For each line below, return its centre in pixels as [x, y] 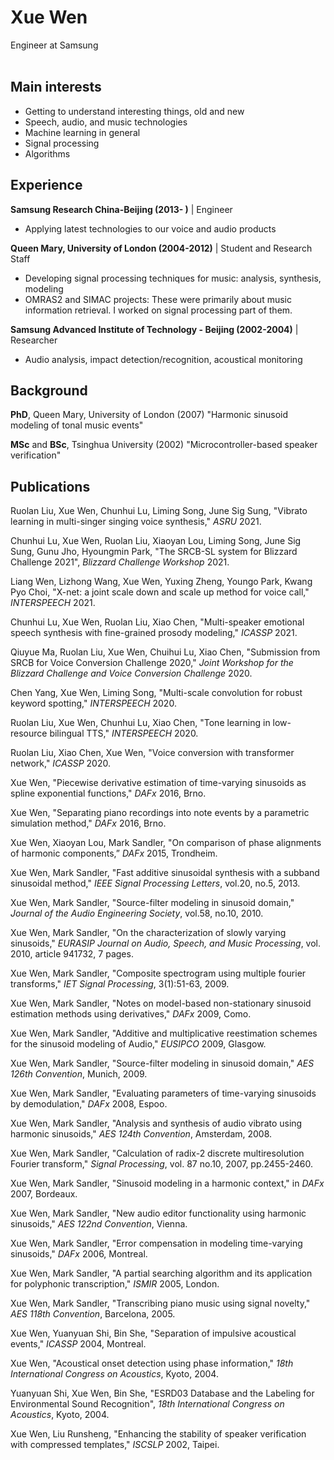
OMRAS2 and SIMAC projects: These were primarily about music [158, 299]
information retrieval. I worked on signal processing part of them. [158, 310]
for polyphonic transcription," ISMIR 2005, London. [115, 1284]
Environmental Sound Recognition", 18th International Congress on [147, 1404]
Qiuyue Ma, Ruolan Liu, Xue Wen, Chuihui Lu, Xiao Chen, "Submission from [165, 652]
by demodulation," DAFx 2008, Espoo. [89, 1104]
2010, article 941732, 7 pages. [72, 954]
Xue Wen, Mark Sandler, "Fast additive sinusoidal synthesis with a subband [165, 873]
